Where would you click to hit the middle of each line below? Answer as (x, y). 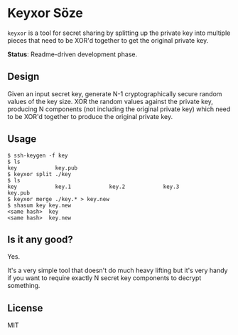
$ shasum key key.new (39, 205)
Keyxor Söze (45, 13)
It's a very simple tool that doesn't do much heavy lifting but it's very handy (118, 270)
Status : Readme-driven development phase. (72, 54)
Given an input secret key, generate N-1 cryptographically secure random (115, 93)
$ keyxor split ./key (39, 174)
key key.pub (43, 168)
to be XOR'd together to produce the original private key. (90, 116)
